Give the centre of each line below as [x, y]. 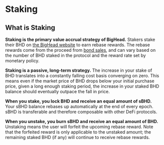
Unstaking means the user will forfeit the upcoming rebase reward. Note [79, 127]
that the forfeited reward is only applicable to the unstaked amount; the [78, 132]
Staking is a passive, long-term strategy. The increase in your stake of [79, 70]
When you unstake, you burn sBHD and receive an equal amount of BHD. [82, 121]
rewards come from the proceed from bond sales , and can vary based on [81, 50]
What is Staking [30, 28]
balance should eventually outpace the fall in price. [58, 91]
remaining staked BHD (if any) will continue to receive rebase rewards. [78, 137]
